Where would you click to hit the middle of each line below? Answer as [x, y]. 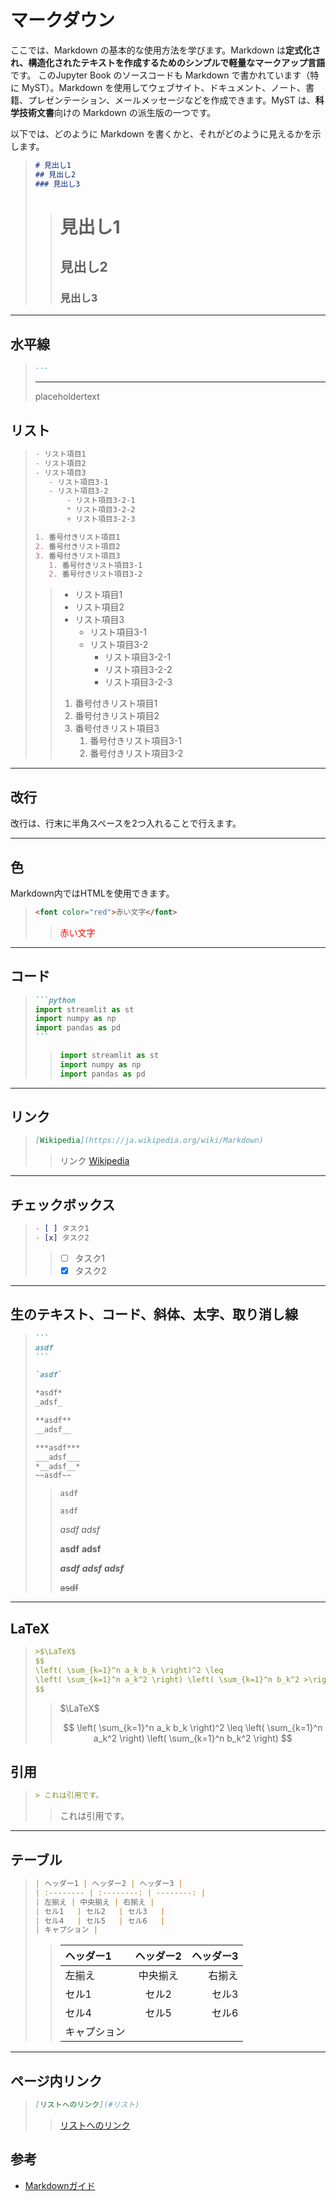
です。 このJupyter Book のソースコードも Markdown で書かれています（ [160, 75]
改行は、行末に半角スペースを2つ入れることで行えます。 [126, 823]
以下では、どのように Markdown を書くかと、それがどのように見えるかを [161, 133]
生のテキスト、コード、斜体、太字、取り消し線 [154, 1314]
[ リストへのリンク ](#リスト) [87, 2105]
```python [55, 1000]
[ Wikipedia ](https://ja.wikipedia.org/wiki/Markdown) [149, 1141]
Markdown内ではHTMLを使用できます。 [92, 893]
